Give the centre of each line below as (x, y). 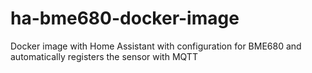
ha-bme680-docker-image (125, 18)
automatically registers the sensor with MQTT (104, 56)
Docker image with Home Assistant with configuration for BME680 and (156, 46)
